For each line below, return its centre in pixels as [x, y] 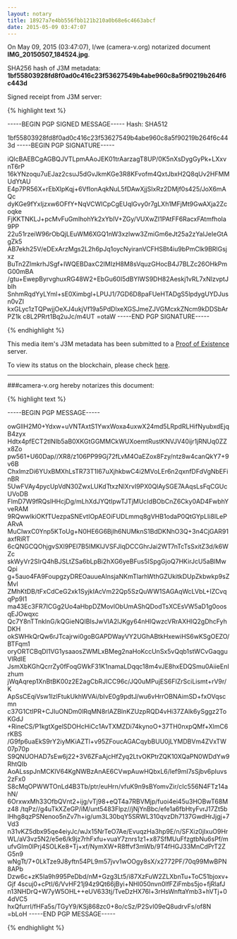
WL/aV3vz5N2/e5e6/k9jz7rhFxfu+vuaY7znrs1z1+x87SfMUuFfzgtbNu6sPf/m [118, 839]
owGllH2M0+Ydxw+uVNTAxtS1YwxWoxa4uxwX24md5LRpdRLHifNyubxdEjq [118, 426]
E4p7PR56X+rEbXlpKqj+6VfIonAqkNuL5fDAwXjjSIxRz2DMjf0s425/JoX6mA [117, 189]
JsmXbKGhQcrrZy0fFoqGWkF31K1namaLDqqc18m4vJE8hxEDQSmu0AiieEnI [118, 666]
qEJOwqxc [23, 614]
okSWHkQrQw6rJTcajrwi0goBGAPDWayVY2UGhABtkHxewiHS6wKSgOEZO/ [119, 637]
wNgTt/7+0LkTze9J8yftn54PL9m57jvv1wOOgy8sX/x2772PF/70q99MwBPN [117, 861]
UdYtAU [19, 181]
